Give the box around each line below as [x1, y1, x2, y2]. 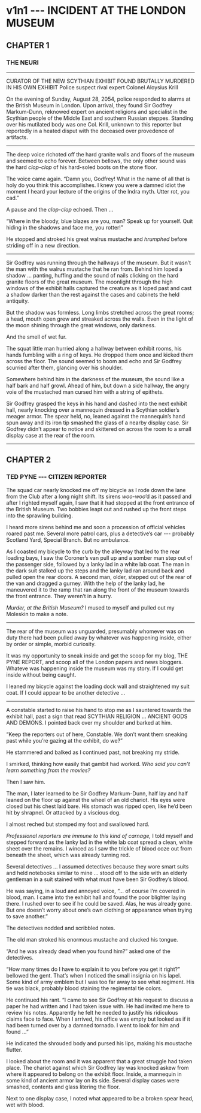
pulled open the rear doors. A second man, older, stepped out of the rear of [6, 573, 193, 580]
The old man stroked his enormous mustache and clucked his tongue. [6, 936, 178, 943]
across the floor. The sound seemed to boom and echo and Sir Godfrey [6, 357, 182, 364]
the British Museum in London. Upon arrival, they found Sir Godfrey [6, 101, 172, 108]
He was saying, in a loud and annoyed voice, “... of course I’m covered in [6, 887, 185, 894]
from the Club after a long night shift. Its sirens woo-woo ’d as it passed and [6, 493, 192, 500]
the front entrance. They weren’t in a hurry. [6, 592, 112, 599]
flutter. [6, 1046, 23, 1053]
